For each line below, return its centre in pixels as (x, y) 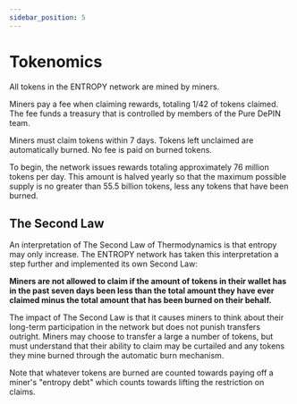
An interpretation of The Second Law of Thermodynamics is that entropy (143, 245)
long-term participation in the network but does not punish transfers (135, 327)
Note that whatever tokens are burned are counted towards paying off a (142, 373)
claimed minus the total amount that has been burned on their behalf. (140, 300)
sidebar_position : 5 (48, 17)
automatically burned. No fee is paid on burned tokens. (111, 149)
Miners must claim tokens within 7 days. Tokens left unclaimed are (132, 140)
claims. (22, 392)
